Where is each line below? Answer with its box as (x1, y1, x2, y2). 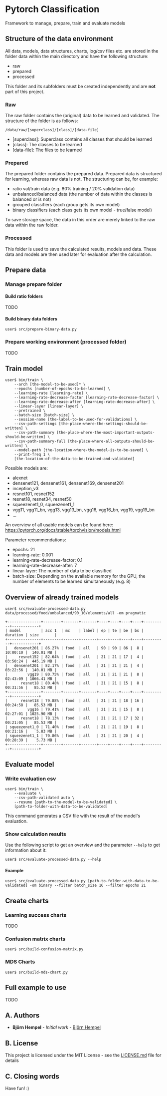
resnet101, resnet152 (12, 491, 55, 497)
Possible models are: (5, 465, 48, 471)
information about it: (5, 847, 47, 853)
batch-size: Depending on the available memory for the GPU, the (12, 573, 146, 579)
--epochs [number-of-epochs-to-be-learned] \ (14, 387, 111, 392)
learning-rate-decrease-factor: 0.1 (12, 557, 83, 563)
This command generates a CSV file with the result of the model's (5, 813, 141, 819)
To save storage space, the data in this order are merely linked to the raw (5, 217, 156, 223)
